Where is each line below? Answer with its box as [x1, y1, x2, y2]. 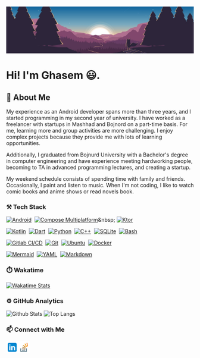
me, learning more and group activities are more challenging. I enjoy [6, 127, 174, 134]
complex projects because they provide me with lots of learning [6, 133, 162, 140]
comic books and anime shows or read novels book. [6, 188, 134, 195]
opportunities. [6, 140, 40, 146]
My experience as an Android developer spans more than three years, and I [6, 108, 192, 115]
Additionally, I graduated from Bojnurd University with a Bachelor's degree [6, 151, 189, 158]
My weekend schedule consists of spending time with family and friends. [6, 175, 186, 182]
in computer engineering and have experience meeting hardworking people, [6, 158, 193, 164]
